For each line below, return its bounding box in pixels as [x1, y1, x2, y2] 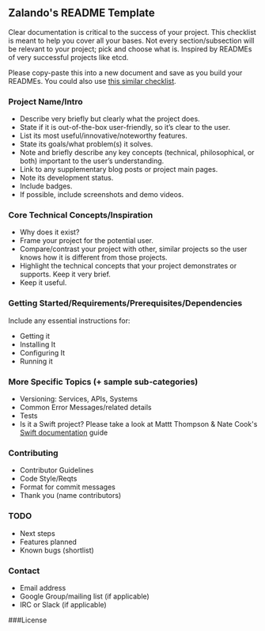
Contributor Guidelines [19, 466, 94, 475]
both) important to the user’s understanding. [19, 156, 165, 165]
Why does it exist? [19, 227, 80, 237]
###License [8, 615, 47, 625]
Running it [19, 356, 53, 366]
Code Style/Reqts [19, 474, 78, 484]
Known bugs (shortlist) [19, 545, 95, 555]
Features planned [19, 537, 78, 546]
